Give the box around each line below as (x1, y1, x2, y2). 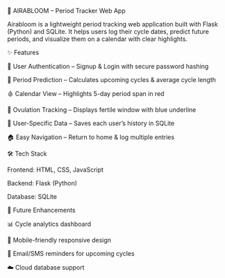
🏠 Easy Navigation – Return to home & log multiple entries (7, 133, 175, 141)
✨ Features (7, 49, 40, 56)
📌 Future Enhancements (7, 206, 76, 214)
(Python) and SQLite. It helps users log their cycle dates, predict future (7, 28, 210, 35)
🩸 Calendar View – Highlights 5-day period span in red (7, 90, 165, 97)
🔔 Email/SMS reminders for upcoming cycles (7, 250, 135, 257)
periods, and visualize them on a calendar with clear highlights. (7, 35, 188, 43)
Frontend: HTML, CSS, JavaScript (7, 165, 104, 174)
